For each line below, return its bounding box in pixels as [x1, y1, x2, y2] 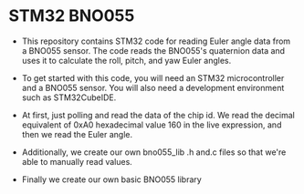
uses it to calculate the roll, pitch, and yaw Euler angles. [21, 55, 232, 66]
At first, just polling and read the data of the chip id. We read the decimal [21, 109, 296, 120]
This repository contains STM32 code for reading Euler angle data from [21, 36, 291, 46]
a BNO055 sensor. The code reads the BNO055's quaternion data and [21, 45, 285, 56]
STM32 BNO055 [8, 5, 135, 26]
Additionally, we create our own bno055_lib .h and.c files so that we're [21, 147, 287, 158]
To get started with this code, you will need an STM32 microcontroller [21, 72, 285, 83]
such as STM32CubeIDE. [21, 92, 117, 103]
